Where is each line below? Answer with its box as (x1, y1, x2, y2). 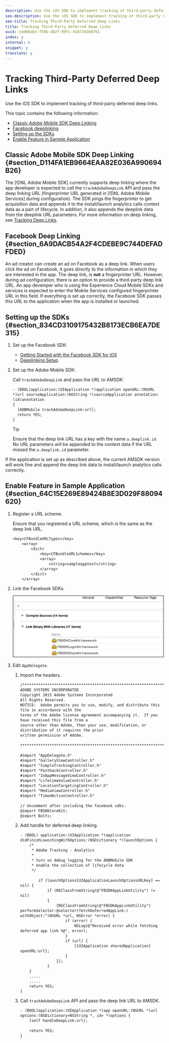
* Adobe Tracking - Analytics (31, 848, 95, 853)
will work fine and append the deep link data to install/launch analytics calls (5, 462, 162, 468)
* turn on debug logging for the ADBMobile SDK (31, 858, 133, 863)
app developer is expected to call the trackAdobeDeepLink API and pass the (5, 185, 160, 191)
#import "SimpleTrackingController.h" (20, 763, 102, 768)
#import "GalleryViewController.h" (20, 758, 95, 763)
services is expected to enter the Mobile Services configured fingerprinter (5, 288, 159, 294)
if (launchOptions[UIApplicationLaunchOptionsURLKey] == (38, 878, 160, 883)
